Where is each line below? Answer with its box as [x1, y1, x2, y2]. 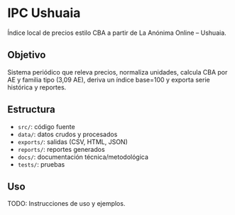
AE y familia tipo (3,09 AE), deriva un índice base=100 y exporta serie [7, 75, 211, 84]
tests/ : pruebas [17, 160, 65, 168]
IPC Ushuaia [7, 5, 81, 21]
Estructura [7, 104, 55, 116]
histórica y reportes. [7, 83, 67, 92]
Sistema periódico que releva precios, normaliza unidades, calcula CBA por [7, 67, 228, 76]
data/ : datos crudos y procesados [17, 130, 118, 138]
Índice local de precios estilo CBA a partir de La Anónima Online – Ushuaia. [7, 28, 227, 37]
